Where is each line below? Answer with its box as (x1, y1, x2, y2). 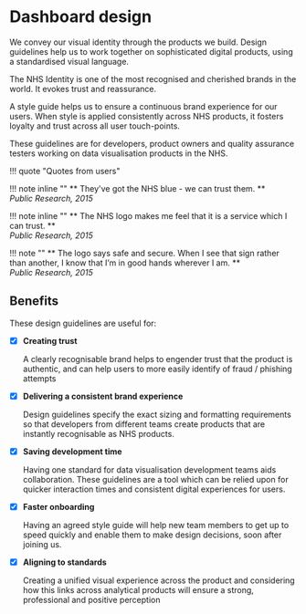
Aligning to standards (22, 557, 107, 567)
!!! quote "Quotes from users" (9, 165, 121, 176)
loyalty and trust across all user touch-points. (9, 120, 181, 131)
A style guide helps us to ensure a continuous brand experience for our (9, 100, 278, 111)
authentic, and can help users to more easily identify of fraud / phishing (22, 363, 292, 374)
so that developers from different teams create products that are (22, 418, 266, 430)
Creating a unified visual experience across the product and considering (22, 575, 295, 586)
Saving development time (22, 445, 122, 457)
